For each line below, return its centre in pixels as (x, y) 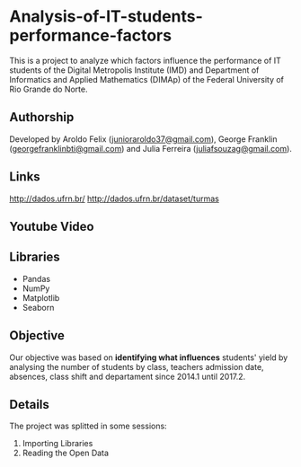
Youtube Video (52, 226)
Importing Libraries (58, 444)
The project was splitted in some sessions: (89, 426)
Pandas (36, 278)
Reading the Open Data (66, 453)
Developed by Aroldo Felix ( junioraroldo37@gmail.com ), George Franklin (143, 139)
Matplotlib (41, 297)
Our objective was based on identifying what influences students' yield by (149, 357)
